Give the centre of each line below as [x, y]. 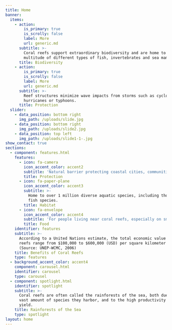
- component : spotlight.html [41, 281]
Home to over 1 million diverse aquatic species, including [93, 195]
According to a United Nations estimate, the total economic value [92, 238]
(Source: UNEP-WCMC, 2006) [48, 248]
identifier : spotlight [39, 286]
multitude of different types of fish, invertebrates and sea [91, 58]
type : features [31, 257]
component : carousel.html [42, 267]
